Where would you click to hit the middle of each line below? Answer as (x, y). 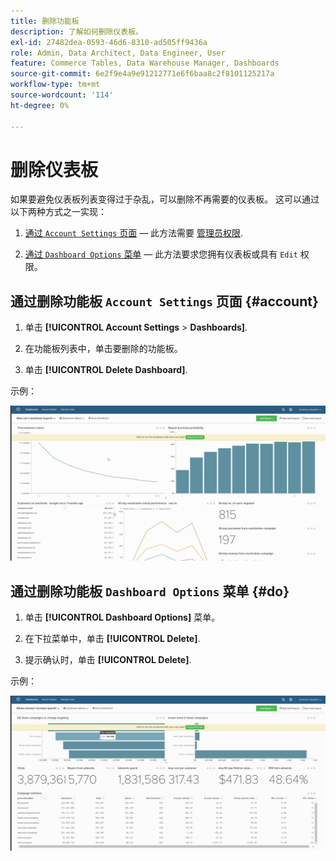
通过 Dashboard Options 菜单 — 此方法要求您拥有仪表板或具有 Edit (161, 254)
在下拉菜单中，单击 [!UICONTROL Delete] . (112, 639)
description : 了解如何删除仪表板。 (76, 31)
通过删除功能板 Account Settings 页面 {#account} (164, 301)
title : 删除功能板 (45, 21)
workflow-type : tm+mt (55, 85)
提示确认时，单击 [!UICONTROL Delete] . (108, 660)
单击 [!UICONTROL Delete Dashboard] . (106, 370)
